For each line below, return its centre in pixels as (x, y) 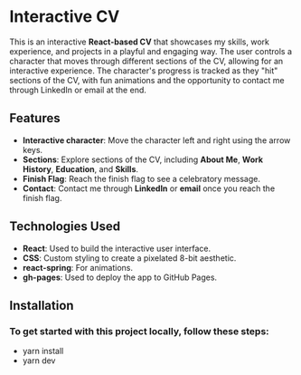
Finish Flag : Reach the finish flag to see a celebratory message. (141, 178)
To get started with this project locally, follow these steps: (139, 331)
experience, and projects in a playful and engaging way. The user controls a (150, 51)
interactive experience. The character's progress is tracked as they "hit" (144, 71)
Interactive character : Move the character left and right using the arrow (156, 140)
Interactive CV (65, 17)
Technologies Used (65, 227)
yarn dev (39, 361)
